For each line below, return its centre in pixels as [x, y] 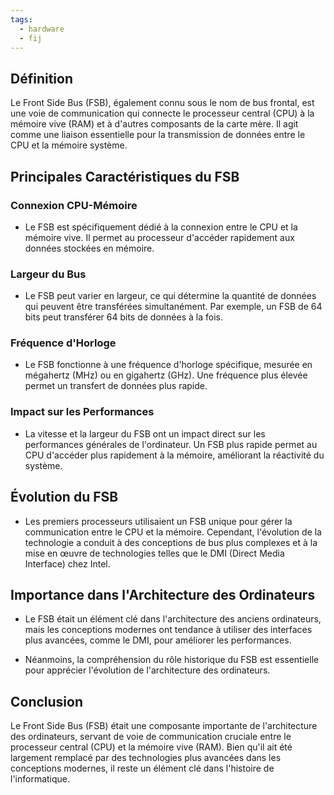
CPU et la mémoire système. [69, 145]
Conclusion [47, 701]
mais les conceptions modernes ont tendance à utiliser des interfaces [168, 630]
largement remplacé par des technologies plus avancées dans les [146, 758]
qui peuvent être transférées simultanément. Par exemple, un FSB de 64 [173, 307]
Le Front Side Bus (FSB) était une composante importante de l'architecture [164, 726]
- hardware [42, 29]
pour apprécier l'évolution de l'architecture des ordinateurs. [147, 670]
